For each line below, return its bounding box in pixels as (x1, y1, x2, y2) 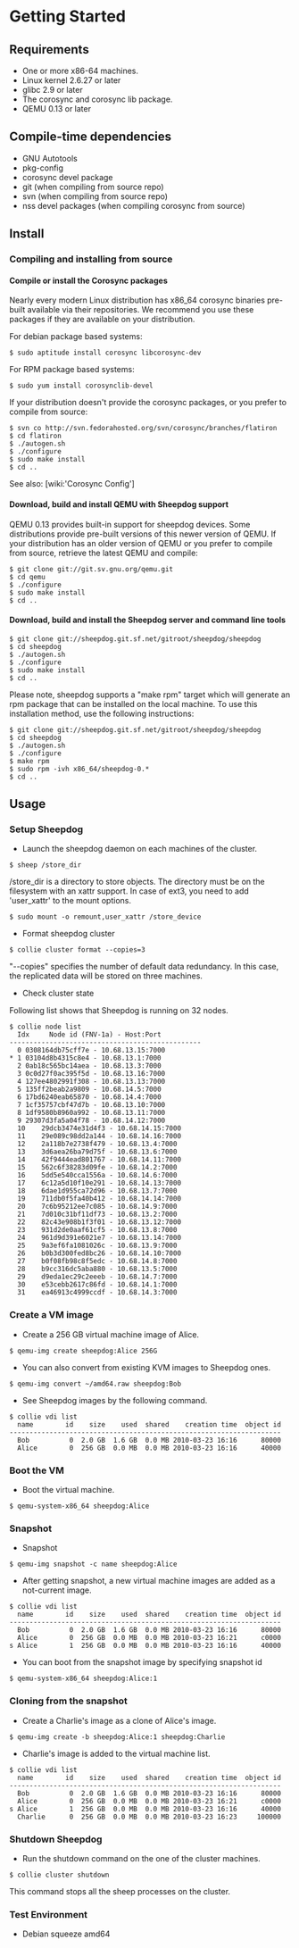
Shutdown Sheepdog (9, 1833, 103, 1845)
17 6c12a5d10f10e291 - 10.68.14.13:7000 (17, 1178, 181, 1188)
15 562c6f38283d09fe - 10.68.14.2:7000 (17, 1163, 178, 1172)
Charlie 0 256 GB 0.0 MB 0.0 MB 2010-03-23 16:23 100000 (17, 1812, 281, 1821)
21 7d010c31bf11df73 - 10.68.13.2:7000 (17, 1210, 178, 1220)
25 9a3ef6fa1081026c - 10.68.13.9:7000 (17, 1241, 178, 1251)
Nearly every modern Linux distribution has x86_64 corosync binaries (9, 295, 266, 305)
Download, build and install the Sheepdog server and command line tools (9, 614, 287, 626)
